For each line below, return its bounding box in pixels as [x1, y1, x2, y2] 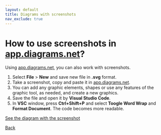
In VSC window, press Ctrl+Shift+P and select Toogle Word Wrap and [12, 100, 157, 106]
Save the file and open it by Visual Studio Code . [12, 95, 111, 101]
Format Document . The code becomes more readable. [12, 106, 124, 112]
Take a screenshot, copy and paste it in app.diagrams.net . [12, 80, 131, 86]
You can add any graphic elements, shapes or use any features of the [12, 85, 154, 90]
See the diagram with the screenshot [5, 115, 80, 121]
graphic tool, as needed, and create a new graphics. [12, 90, 119, 96]
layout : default [5, 7, 39, 12]
